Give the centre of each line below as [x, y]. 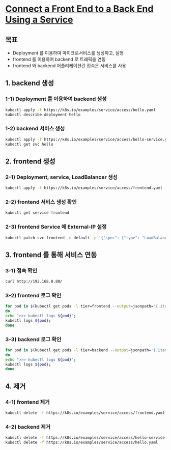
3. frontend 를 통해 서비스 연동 [51, 255]
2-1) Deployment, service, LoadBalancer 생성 [62, 177]
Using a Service [39, 20]
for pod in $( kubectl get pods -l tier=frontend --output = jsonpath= [79, 306]
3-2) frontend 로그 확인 [33, 295]
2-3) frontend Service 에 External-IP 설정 [56, 227]
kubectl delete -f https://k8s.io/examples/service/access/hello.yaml [82, 443]
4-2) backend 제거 [28, 427]
